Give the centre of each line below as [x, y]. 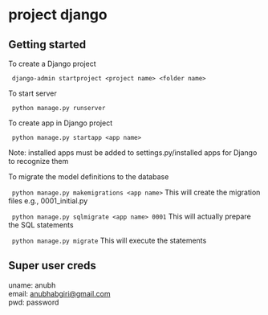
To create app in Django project [61, 123]
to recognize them [39, 161]
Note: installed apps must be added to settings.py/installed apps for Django [133, 153]
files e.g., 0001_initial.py [48, 201]
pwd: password [34, 302]
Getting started [47, 45]
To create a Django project [52, 63]
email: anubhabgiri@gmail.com [59, 293]
